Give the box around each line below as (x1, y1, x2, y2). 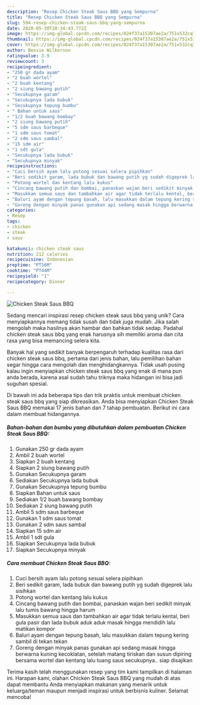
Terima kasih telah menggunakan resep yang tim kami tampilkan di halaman (7, 668, 192, 675)
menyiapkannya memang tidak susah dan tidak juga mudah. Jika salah (7, 318, 179, 325)
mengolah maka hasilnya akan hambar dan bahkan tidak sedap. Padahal (7, 324, 183, 331)
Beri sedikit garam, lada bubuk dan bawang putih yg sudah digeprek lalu (15, 581, 192, 588)
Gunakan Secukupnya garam (15, 470, 87, 478)
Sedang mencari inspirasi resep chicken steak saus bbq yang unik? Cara (7, 312, 185, 319)
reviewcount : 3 (7, 58, 45, 64)
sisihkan (15, 587, 36, 594)
